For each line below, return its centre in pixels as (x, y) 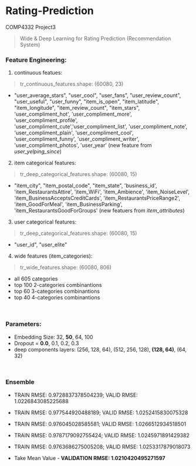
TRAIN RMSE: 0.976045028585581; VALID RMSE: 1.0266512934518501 (100, 424)
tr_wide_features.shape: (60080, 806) (66, 268)
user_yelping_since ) (38, 151)
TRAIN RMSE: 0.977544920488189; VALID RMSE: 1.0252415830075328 (101, 413)
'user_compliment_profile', (46, 120)
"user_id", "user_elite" (40, 245)
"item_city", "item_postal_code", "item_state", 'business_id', (85, 185)
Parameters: (23, 324)
